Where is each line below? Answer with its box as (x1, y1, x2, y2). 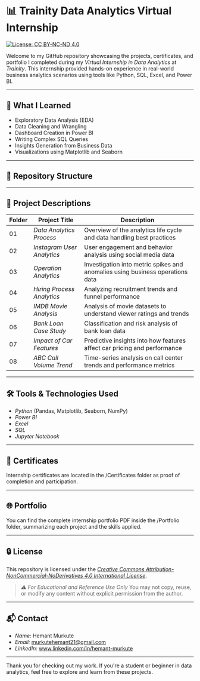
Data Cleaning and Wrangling (14, 122, 87, 130)
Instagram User (33, 243, 77, 251)
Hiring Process (33, 285, 75, 293)
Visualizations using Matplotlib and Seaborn (14, 148, 123, 155)
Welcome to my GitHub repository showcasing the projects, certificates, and (6, 52, 193, 59)
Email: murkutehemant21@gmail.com (14, 639, 106, 646)
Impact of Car (33, 336, 73, 345)
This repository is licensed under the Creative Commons (6, 565, 145, 573)
